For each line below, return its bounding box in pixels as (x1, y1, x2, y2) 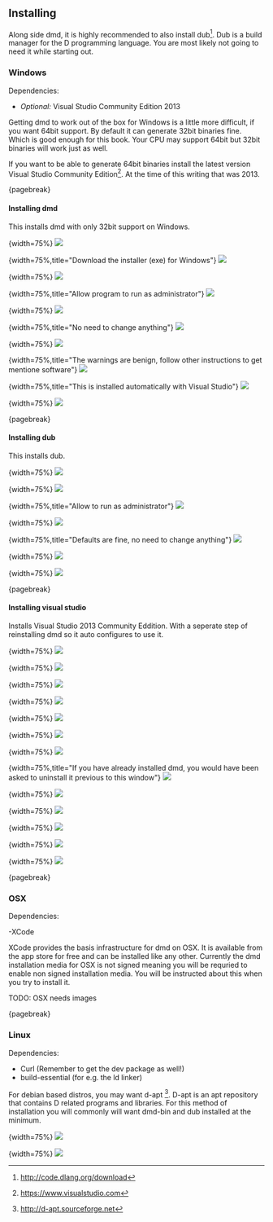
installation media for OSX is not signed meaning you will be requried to (8, 960, 248, 970)
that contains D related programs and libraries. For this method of (8, 1098, 227, 1108)
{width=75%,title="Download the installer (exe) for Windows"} (8, 255, 217, 265)
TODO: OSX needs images (8, 993, 97, 1003)
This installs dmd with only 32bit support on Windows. (8, 222, 191, 231)
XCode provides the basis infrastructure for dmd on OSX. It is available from (8, 943, 263, 952)
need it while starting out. (8, 46, 94, 56)
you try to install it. (8, 978, 71, 987)
